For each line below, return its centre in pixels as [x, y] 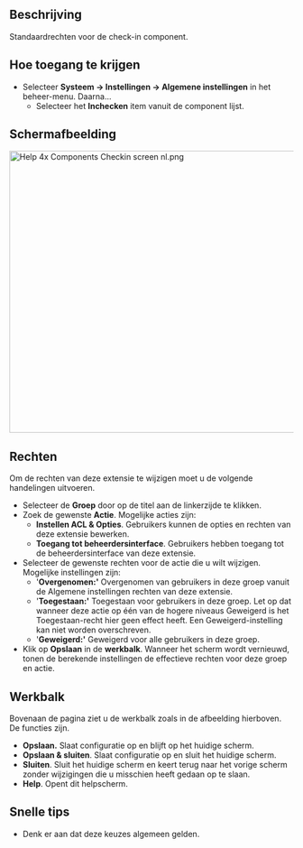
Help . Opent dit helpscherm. [75, 784]
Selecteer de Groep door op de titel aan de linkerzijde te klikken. [142, 505]
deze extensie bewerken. [83, 534]
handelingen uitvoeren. [52, 488]
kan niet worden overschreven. [93, 630]
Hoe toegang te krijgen [75, 65]
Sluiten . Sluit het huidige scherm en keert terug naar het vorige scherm [155, 765]
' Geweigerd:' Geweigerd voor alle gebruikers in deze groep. [147, 640]
